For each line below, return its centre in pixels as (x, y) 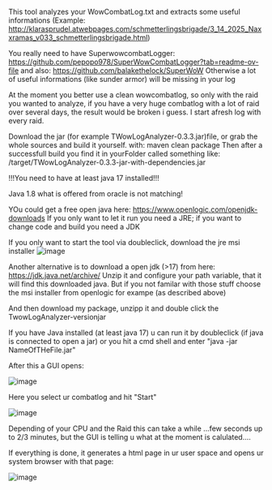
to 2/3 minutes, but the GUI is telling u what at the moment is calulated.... (130, 437)
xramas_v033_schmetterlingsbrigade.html (78, 37)
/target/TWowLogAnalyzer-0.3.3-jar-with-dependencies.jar (107, 162)
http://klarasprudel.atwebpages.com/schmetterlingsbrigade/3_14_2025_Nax (135, 29)
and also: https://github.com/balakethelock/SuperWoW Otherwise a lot (138, 71)
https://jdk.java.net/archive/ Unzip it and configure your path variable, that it (135, 275)
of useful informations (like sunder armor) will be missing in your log (122, 79)
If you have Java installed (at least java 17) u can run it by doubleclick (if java (136, 333)
